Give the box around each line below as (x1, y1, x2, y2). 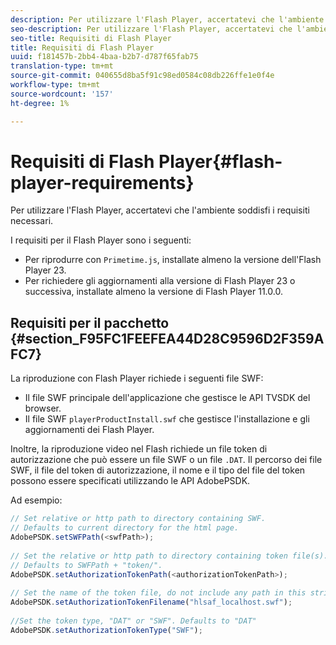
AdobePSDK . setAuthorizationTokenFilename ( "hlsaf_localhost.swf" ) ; (10, 597, 293, 608)
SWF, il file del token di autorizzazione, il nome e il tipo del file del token (10, 464, 306, 476)
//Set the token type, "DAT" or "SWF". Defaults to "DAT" (10, 616, 257, 626)
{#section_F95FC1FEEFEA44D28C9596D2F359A (10, 330, 325, 347)
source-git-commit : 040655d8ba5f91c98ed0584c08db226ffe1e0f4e (10, 71, 275, 81)
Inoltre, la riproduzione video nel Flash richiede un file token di (10, 443, 268, 455)
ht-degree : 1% (10, 98, 70, 108)
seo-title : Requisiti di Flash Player (10, 33, 172, 43)
